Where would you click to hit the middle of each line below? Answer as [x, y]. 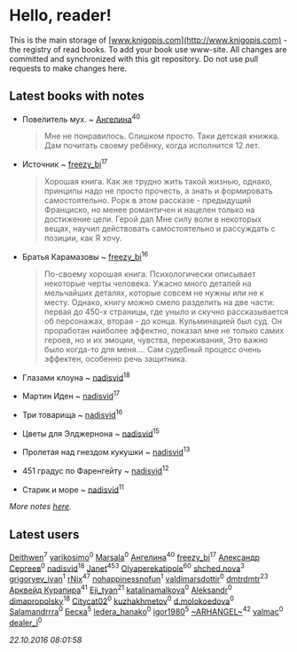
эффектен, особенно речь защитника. [116, 358]
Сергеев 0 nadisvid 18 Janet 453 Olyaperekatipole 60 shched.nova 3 [127, 567]
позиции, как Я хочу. [83, 238]
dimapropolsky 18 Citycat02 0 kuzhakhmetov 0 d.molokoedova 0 [122, 600]
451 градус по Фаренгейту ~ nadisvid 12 [95, 470]
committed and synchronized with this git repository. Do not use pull [134, 59]
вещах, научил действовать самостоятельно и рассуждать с [160, 229]
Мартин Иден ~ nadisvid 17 [71, 396]
